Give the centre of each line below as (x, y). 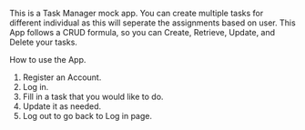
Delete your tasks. (43, 42)
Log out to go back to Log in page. (87, 116)
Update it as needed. (62, 106)
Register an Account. (62, 77)
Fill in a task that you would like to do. (93, 96)
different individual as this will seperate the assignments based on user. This (152, 23)
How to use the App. (48, 60)
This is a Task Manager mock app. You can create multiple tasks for (137, 13)
